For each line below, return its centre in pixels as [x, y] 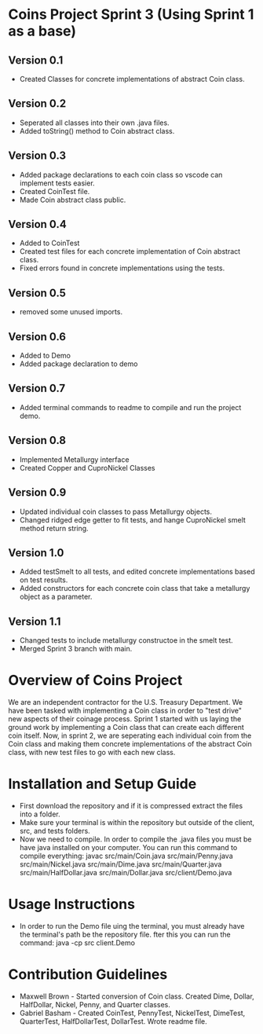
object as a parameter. [56, 597]
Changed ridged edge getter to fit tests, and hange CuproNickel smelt [132, 519]
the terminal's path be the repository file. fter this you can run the [125, 934]
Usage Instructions [72, 904]
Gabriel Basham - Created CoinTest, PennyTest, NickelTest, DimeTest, [132, 1013]
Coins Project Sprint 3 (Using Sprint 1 [131, 15]
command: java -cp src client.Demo [77, 942]
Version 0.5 [37, 293]
